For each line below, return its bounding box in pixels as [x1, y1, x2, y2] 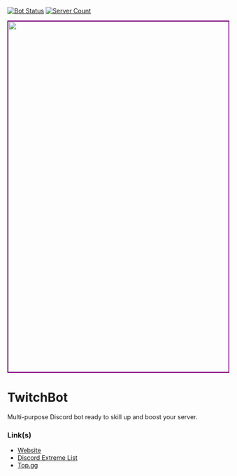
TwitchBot [7, 390, 69, 406]
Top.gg [17, 461, 38, 470]
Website [17, 446, 42, 455]
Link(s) [7, 430, 31, 440]
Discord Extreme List [17, 454, 78, 462]
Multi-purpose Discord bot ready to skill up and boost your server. [7, 412, 198, 421]
